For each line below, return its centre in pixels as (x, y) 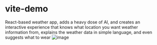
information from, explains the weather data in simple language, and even (78, 32)
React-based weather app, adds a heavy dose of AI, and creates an (73, 22)
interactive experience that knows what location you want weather (72, 27)
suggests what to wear (28, 37)
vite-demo (27, 9)
